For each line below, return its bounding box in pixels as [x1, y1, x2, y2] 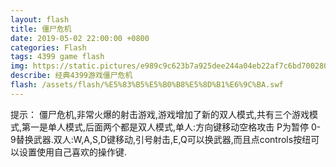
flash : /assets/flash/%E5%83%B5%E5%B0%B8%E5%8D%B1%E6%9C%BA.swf [10, 80, 284, 90]
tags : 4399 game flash [10, 52, 105, 62]
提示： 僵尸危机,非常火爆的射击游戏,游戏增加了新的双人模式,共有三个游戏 [10, 108, 310, 120]
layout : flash [10, 14, 70, 25]
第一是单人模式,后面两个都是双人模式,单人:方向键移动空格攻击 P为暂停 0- [21, 121, 322, 133]
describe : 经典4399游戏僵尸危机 [10, 71, 133, 81]
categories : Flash [10, 42, 87, 53]
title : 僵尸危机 [10, 24, 72, 34]
